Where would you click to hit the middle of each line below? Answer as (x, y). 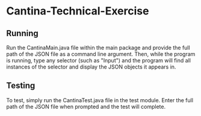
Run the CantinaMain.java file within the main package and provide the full (98, 47)
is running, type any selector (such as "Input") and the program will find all (99, 60)
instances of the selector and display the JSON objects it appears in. (91, 67)
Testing (21, 86)
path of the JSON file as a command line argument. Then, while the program (101, 54)
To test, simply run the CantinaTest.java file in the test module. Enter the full (100, 100)
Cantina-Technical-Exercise (78, 11)
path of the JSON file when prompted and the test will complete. (86, 106)
